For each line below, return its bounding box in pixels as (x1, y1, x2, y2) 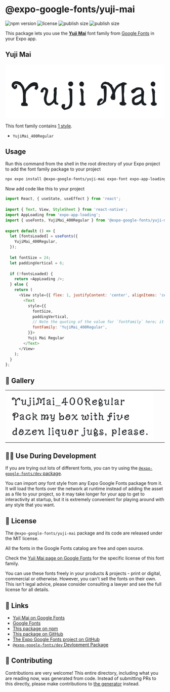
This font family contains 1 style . (5, 123, 72, 129)
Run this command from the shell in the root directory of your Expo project (5, 161, 160, 167)
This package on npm (12, 625, 58, 632)
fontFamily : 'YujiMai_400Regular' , (32, 325, 108, 330)
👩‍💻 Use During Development (5, 451, 97, 460)
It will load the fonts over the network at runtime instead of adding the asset (5, 486, 163, 492)
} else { (10, 282, 28, 287)
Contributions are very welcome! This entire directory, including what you (5, 670, 158, 676)
